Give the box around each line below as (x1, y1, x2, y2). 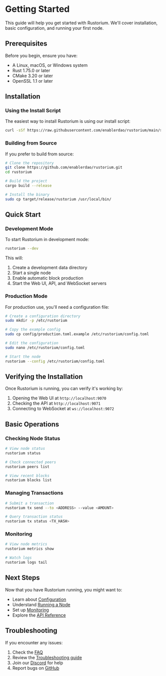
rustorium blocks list (5, 478, 52, 483)
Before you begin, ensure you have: (5, 52, 78, 58)
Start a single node (12, 270, 51, 276)
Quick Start (5, 210, 41, 219)
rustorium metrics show (5, 546, 54, 551)
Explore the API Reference (12, 612, 66, 618)
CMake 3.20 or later (12, 73, 53, 79)
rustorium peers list (5, 464, 50, 469)
